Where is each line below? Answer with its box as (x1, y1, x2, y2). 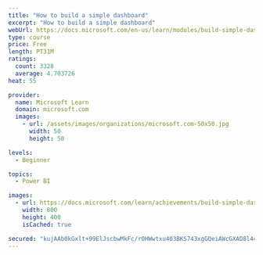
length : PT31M (8, 48, 55, 56)
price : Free (8, 41, 47, 48)
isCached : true (22, 221, 72, 228)
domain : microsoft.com (15, 106, 89, 113)
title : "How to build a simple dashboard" (8, 11, 149, 20)
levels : (8, 149, 34, 156)
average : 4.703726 (15, 70, 76, 77)
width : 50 (28, 127, 61, 135)
